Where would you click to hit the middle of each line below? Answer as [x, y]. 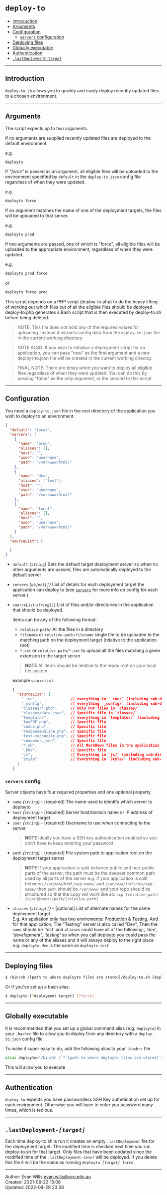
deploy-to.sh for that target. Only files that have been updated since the [79, 1152]
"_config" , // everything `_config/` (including [85, 703]
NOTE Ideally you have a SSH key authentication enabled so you [91, 838]
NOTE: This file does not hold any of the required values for [78, 327]
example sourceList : [34, 681]
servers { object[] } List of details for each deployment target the [78, 585]
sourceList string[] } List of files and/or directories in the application [83, 605]
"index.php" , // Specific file [64, 727]
